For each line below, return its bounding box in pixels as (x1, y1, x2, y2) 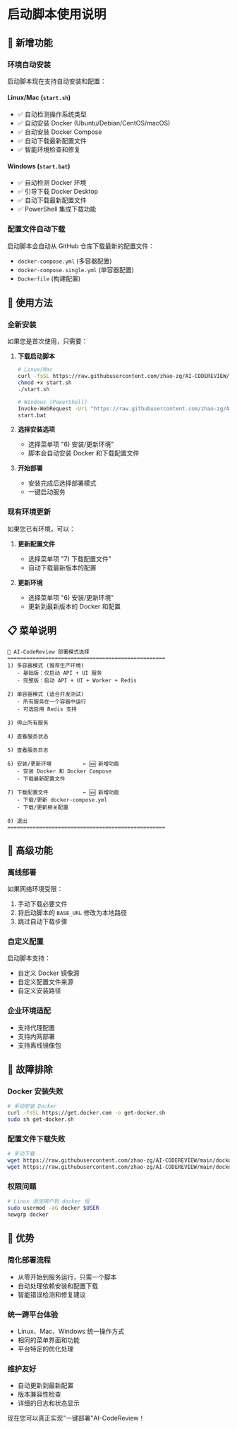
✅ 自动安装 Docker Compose (17, 128, 102, 136)
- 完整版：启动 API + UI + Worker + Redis (16, 677, 138, 684)
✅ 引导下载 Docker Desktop (17, 188, 99, 196)
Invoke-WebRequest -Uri (17, 405, 88, 412)
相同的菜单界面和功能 (17, 1335, 80, 1344)
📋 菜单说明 (7, 625, 57, 637)
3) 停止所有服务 (7, 719, 49, 726)
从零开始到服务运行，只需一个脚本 (17, 1272, 117, 1281)
